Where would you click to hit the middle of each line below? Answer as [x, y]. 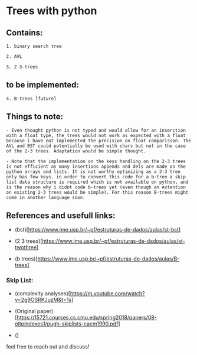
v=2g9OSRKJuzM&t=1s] [44, 299]
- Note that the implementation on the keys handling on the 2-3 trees [96, 161]
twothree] [27, 247]
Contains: [24, 33]
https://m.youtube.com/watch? [108, 293]
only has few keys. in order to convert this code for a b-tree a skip [96, 177]
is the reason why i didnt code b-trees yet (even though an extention [96, 187]
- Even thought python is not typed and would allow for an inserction [96, 130]
